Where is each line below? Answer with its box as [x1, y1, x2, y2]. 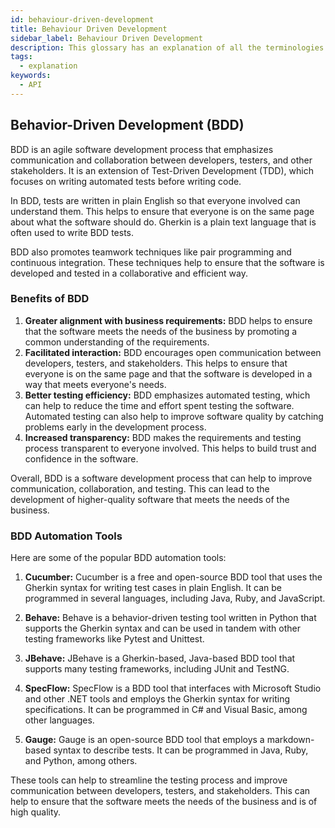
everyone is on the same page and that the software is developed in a [24, 367, 313, 380]
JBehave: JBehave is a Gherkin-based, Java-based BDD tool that [24, 652, 296, 665]
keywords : [10, 71, 52, 81]
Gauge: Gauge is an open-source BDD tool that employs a [24, 734, 265, 746]
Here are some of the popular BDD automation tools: [10, 552, 227, 564]
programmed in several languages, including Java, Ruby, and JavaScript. [24, 592, 326, 605]
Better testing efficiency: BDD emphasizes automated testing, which [24, 389, 311, 401]
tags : [10, 52, 33, 62]
